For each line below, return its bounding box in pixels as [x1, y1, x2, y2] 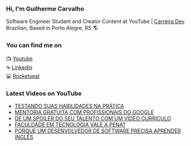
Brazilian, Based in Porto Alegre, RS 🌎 [6, 25, 98, 32]
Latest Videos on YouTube [6, 89, 82, 98]
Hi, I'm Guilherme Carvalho [6, 5, 85, 13]
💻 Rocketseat [6, 72, 40, 79]
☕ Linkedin [6, 64, 33, 71]
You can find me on [6, 41, 62, 50]
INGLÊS [14, 133, 33, 140]
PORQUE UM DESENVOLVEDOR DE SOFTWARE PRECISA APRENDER [14, 127, 181, 134]
